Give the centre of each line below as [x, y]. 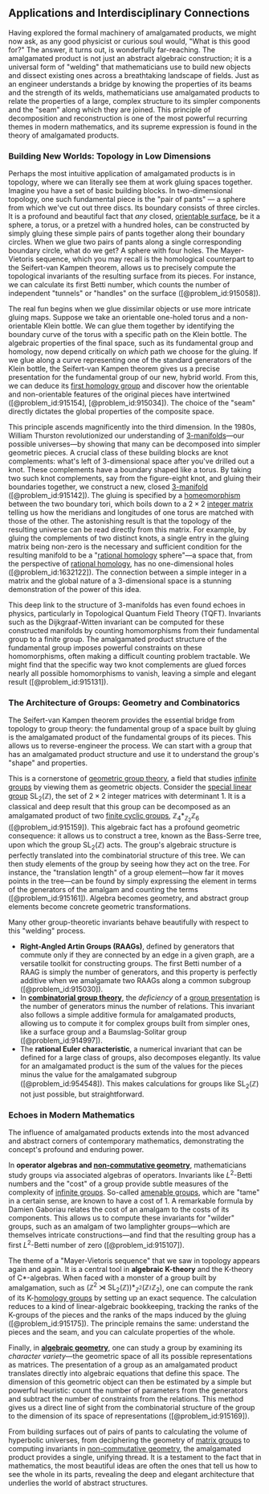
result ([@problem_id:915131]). [58, 682]
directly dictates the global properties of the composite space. [111, 412]
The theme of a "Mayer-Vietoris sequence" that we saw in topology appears [134, 1260]
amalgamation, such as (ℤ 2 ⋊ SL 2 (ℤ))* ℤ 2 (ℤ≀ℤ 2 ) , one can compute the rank [131, 1287]
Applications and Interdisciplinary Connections [129, 13]
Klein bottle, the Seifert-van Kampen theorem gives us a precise [114, 368]
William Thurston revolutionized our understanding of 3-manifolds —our [126, 436]
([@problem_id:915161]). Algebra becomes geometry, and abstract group [128, 898]
